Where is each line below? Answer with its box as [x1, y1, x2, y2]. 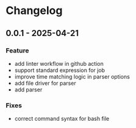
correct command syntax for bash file [14, 115, 110, 123]
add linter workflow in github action [14, 60, 104, 67]
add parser [14, 86, 43, 93]
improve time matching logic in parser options [14, 73, 131, 80]
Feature [5, 46, 29, 55]
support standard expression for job [14, 66, 105, 74]
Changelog [5, 4, 63, 18]
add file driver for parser [14, 79, 77, 87]
